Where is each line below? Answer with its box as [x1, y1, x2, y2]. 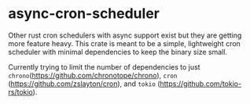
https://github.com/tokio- [160, 79, 242, 88]
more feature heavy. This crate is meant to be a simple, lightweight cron [8, 38, 241, 48]
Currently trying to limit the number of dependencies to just [8, 62, 200, 71]
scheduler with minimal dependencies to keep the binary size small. [8, 47, 228, 56]
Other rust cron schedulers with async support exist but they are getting [8, 30, 242, 40]
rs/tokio [8, 87, 33, 96]
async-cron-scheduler [8, 5, 160, 23]
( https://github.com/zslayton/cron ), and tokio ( [8, 79, 160, 88]
